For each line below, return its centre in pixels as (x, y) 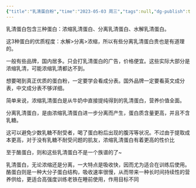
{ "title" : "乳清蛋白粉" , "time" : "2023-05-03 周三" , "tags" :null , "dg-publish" (96, 11)
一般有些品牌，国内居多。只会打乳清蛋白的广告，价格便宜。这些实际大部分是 (98, 61)
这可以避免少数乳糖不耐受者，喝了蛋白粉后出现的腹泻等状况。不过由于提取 (95, 133)
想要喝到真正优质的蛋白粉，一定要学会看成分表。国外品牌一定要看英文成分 (95, 81)
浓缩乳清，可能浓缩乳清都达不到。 (47, 68)
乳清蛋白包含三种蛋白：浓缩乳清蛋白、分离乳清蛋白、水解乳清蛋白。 (88, 29)
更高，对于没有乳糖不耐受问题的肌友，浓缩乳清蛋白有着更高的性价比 (93, 140)
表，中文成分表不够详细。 (37, 88)
